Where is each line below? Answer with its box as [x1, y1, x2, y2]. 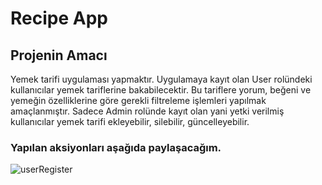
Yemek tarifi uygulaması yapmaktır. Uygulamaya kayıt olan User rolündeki [10, 73, 313, 85]
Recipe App [10, 7, 108, 30]
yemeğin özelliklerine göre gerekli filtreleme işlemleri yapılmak [10, 95, 267, 106]
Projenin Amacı [10, 47, 108, 64]
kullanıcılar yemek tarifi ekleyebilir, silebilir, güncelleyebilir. [10, 116, 250, 127]
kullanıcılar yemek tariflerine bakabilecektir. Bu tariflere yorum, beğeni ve [10, 84, 312, 96]
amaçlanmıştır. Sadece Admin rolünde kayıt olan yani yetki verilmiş [10, 105, 285, 117]
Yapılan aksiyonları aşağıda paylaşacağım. [10, 140, 222, 154]
